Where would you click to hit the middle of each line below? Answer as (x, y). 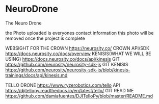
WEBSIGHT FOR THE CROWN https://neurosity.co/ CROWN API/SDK (77, 48)
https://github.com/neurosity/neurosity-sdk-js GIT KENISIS (67, 64)
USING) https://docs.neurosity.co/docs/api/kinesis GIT (62, 59)
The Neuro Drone (23, 23)
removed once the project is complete (45, 38)
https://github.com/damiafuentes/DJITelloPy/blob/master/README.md (79, 96)
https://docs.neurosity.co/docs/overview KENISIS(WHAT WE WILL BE (78, 54)
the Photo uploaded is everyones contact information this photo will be (79, 33)
